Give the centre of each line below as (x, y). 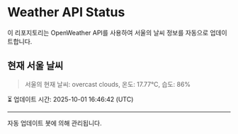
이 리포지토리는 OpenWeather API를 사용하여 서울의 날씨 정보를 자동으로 (108, 32)
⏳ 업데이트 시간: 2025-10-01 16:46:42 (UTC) (70, 99)
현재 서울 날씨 (35, 66)
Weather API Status (66, 12)
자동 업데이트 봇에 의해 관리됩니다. (55, 123)
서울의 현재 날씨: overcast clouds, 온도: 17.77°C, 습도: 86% (108, 84)
